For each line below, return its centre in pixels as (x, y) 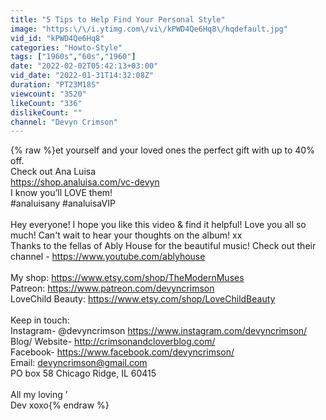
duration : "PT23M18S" (55, 85)
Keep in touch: (40, 320)
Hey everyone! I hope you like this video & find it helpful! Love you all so (158, 225)
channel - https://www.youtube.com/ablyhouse (108, 257)
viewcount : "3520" (48, 94)
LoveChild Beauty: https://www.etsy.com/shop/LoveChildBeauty (143, 299)
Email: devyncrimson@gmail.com (79, 363)
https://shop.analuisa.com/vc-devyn (85, 182)
